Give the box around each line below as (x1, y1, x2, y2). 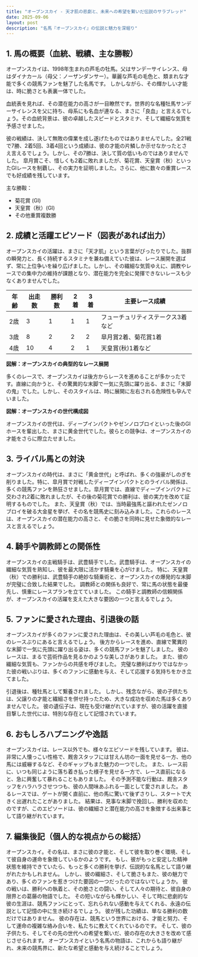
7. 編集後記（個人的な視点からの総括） (6, 832, 146, 842)
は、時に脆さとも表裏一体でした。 (6, 88, 89, 95)
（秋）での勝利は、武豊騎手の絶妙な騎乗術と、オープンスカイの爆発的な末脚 (6, 573, 192, 580)
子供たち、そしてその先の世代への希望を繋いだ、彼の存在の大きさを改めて (6, 929, 187, 936)
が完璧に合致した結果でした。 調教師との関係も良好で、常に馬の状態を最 (6, 580, 183, 587)
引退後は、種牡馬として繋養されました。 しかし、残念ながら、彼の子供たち (6, 688, 189, 695)
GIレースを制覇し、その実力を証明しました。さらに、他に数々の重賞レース (11, 164, 192, 172)
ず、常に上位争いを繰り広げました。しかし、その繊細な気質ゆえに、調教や (6, 262, 187, 269)
